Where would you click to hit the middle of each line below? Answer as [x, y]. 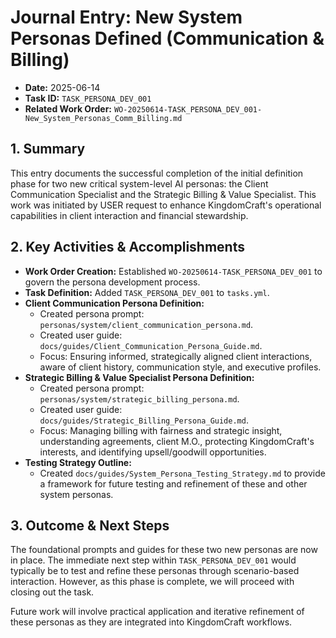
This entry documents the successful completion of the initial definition [157, 173]
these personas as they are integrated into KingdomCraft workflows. [151, 622]
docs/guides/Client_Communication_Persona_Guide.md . [151, 345]
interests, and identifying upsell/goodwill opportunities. [153, 452]
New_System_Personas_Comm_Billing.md [103, 118]
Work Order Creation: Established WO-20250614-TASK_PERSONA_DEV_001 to [173, 271]
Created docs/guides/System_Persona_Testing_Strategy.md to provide [182, 473]
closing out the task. [52, 592]
